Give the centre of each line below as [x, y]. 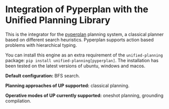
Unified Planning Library [58, 20]
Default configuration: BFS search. [43, 75]
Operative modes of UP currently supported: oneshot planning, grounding [84, 95]
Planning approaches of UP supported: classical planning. [67, 86]
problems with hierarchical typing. [41, 45]
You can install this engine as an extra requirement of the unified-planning [84, 55]
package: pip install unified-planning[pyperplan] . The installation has [82, 60]
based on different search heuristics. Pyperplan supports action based [80, 40]
